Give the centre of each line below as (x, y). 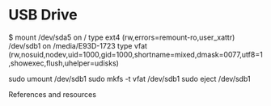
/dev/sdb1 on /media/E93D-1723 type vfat (78, 45)
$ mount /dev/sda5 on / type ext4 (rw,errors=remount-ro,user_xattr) (122, 37)
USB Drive (43, 15)
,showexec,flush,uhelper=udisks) (64, 63)
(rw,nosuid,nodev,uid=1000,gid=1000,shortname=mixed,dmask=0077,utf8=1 (135, 54)
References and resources (53, 94)
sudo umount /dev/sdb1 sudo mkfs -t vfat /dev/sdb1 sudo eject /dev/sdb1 (129, 78)
